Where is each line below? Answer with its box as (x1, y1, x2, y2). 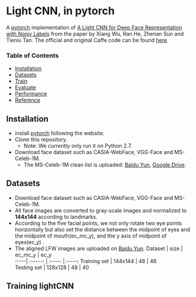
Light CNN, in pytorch (6, 4, 115, 18)
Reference (14, 96, 40, 104)
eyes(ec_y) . (14, 238, 45, 245)
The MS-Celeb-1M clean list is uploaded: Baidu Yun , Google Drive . (23, 161, 186, 168)
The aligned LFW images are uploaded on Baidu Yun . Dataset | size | (14, 245, 183, 252)
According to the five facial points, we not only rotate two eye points (14, 219, 182, 227)
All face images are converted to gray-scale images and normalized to (14, 207, 187, 214)
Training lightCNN (6, 281, 74, 291)
